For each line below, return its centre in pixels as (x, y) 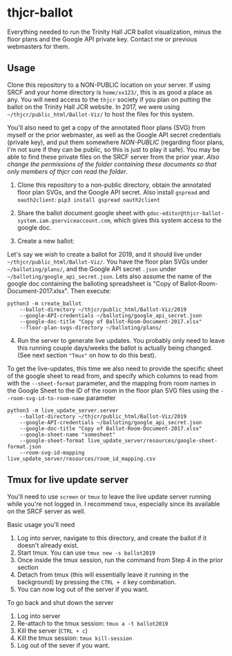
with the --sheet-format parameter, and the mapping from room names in (112, 383)
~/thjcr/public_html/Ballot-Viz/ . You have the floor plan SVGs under (108, 261)
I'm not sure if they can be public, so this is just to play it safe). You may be (114, 149)
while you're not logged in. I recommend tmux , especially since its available (114, 504)
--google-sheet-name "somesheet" (68, 435)
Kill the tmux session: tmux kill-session (75, 638)
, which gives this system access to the (166, 220)
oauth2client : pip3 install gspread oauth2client (88, 199)
